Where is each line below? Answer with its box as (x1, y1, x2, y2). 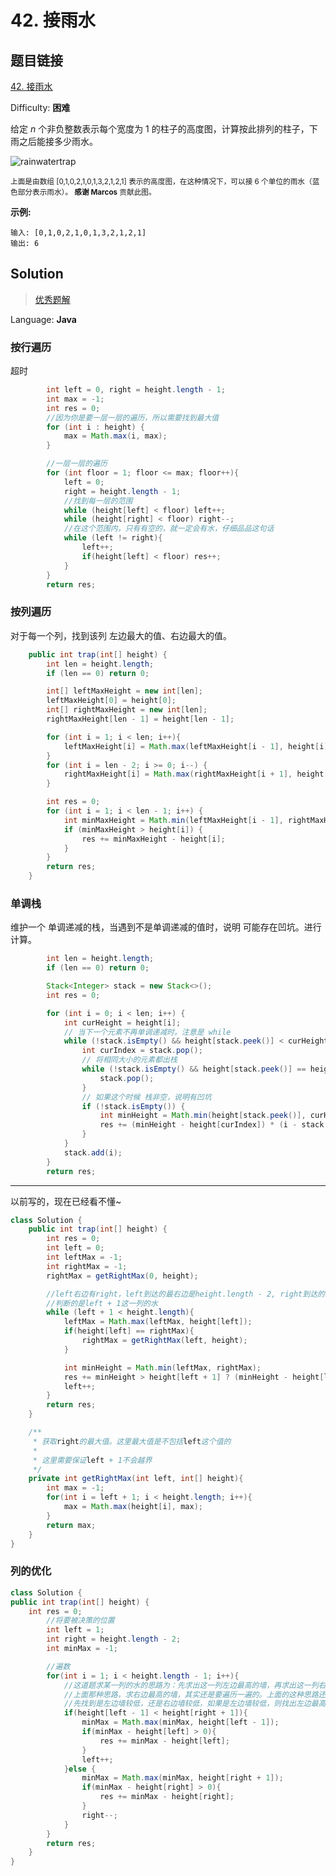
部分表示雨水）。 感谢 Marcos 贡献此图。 (17, 187, 157, 197)
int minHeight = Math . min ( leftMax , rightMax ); (63, 1362, 262, 1373)
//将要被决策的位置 (46, 1616, 115, 1626)
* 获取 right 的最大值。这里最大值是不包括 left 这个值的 (32, 1436, 232, 1446)
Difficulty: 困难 (10, 102, 71, 113)
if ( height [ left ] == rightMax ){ (63, 1326, 195, 1336)
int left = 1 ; (46, 1625, 105, 1635)
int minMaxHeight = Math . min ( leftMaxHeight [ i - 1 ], (63, 815, 284, 825)
